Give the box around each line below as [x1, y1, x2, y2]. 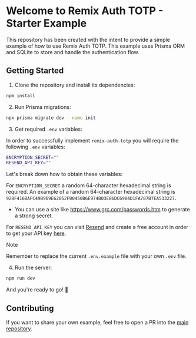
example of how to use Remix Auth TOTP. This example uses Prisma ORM [6, 42, 185, 49]
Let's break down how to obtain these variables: [6, 171, 122, 178]
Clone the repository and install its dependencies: [14, 81, 135, 88]
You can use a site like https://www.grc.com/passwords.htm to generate [14, 206, 190, 213]
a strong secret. [14, 212, 54, 219]
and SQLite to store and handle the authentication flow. [6, 48, 139, 55]
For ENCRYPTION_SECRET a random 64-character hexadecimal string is [6, 182, 172, 189]
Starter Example [6, 16, 87, 30]
